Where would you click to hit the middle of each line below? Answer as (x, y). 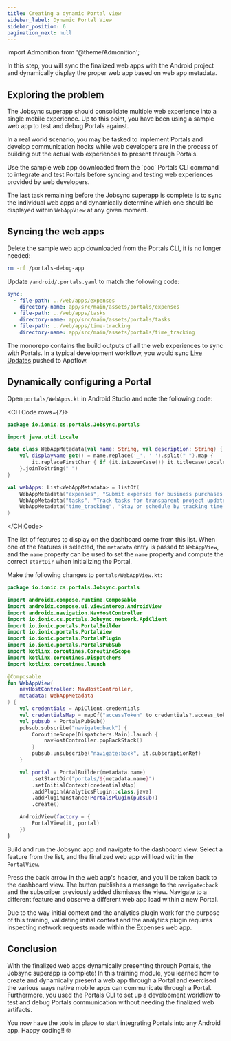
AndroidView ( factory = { (55, 817)
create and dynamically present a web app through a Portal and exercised (112, 980)
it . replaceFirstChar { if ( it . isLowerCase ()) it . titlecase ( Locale (129, 463)
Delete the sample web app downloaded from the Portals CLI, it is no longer (114, 248)
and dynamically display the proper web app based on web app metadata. (112, 73)
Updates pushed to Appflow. (47, 360)
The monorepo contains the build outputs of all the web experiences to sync (115, 345)
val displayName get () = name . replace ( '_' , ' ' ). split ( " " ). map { (117, 456)
